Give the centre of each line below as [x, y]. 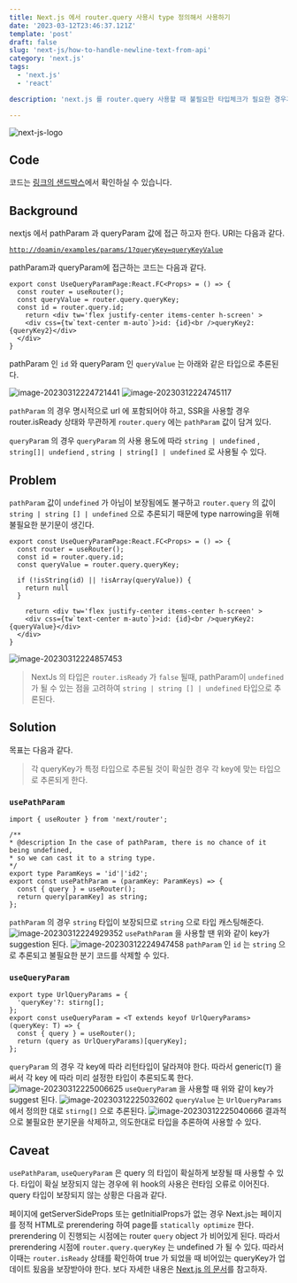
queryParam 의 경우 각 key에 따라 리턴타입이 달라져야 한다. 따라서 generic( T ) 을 [145, 1067]
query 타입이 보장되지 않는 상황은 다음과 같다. [88, 1195]
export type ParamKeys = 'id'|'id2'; [79, 874]
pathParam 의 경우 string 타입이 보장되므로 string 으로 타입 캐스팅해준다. [137, 923]
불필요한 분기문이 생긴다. [52, 524]
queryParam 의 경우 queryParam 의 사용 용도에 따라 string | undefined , [135, 441]
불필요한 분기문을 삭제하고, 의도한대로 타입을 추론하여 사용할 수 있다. [143, 1122]
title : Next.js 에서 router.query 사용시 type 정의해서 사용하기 [120, 17]
